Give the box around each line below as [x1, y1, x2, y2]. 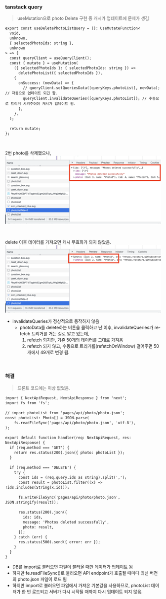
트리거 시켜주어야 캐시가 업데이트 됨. [10, 101, 76, 106]
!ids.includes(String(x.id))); [5, 485, 70, 490]
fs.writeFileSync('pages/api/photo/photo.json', [18, 495, 121, 500]
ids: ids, [23, 515, 43, 520]
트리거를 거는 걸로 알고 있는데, [31, 331, 90, 337]
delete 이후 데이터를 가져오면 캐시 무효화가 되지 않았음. [5, 239, 111, 245]
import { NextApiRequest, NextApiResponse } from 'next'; [5, 395, 127, 400]
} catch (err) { [14, 534, 48, 539]
